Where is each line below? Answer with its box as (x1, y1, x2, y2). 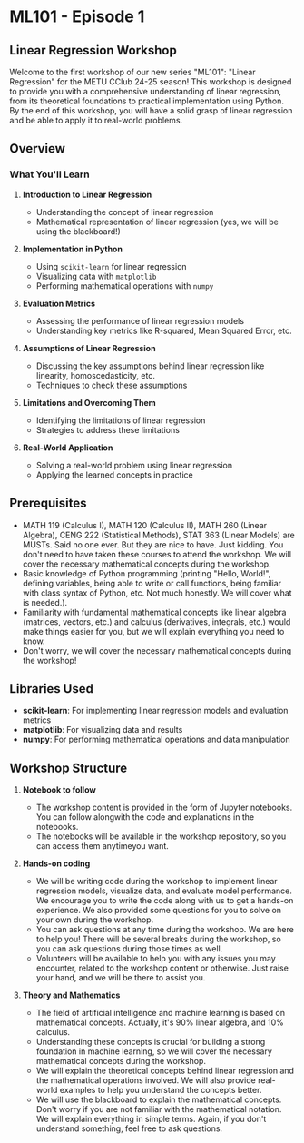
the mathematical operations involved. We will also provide (35, 1075, 256, 1086)
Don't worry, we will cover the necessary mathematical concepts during (22, 645, 292, 655)
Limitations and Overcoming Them (22, 397, 156, 408)
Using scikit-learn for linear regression (35, 261, 188, 271)
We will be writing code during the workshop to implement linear (35, 876, 279, 887)
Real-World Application (22, 442, 113, 453)
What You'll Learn (9, 168, 90, 181)
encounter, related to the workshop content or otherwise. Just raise (35, 962, 289, 973)
